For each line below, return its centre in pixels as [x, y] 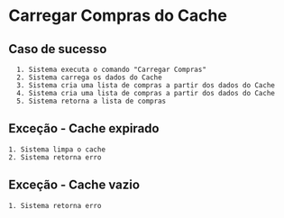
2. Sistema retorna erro [55, 157]
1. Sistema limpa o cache [57, 150]
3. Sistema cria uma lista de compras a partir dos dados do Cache [146, 86]
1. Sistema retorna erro [55, 205]
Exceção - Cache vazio [74, 185]
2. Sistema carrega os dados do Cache [90, 77]
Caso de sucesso [58, 49]
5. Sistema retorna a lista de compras [92, 101]
